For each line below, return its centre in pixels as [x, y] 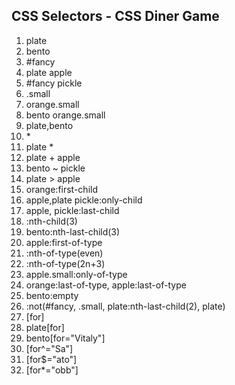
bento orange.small [65, 115]
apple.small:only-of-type [76, 274]
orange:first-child [61, 189]
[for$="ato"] [51, 359]
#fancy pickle [54, 83]
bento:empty [52, 295]
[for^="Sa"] [49, 348]
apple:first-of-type [64, 242]
